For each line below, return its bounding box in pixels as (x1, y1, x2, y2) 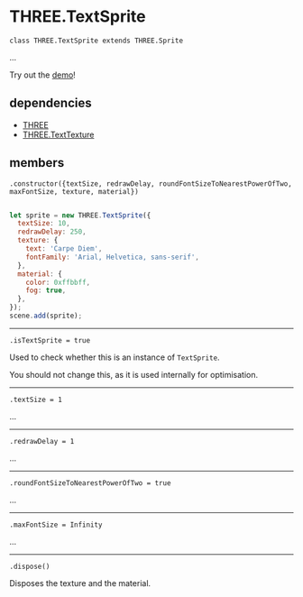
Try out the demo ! (9, 69, 77, 80)
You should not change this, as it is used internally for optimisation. (9, 369, 259, 380)
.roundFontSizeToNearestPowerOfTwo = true (9, 478, 171, 488)
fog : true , (25, 286, 67, 295)
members (9, 155, 65, 170)
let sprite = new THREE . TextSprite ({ (9, 210, 151, 220)
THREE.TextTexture (22, 129, 95, 140)
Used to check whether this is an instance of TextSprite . (9, 352, 220, 363)
